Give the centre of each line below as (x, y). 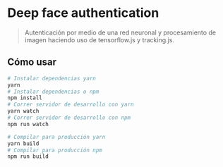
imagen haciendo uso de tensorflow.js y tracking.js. (100, 39)
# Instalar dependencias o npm (53, 92)
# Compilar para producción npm (55, 150)
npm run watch (28, 124)
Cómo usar (32, 62)
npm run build (28, 156)
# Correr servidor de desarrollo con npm (69, 118)
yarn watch (23, 111)
